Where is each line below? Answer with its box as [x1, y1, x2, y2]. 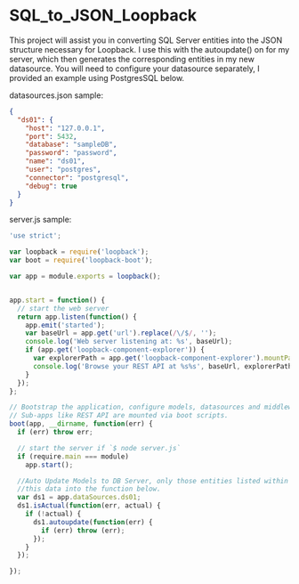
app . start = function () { [9, 296, 105, 304]
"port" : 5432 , [25, 132, 77, 141]
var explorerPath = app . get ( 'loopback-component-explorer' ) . [32, 353, 265, 363]
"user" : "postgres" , [25, 166, 101, 174]
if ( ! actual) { [25, 509, 82, 519]
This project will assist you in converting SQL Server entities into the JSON [9, 35, 283, 45]
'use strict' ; [9, 231, 62, 240]
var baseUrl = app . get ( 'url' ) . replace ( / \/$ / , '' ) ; [25, 328, 217, 338]
